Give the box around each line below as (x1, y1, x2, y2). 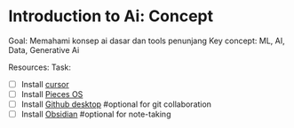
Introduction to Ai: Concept (8, 6, 214, 26)
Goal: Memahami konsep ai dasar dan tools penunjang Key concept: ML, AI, (8, 35, 285, 46)
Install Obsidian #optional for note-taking (20, 109, 171, 120)
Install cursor (20, 79, 70, 89)
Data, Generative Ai (8, 44, 80, 55)
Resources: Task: (8, 62, 72, 72)
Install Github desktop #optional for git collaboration (20, 99, 212, 109)
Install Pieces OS (20, 89, 83, 99)
